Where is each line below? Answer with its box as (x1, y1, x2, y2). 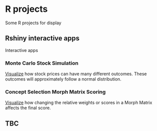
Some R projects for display (5, 20, 62, 26)
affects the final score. (5, 105, 51, 111)
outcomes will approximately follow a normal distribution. (5, 76, 122, 82)
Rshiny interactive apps (5, 34, 80, 43)
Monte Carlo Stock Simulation (5, 59, 79, 66)
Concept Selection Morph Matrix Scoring (5, 88, 106, 95)
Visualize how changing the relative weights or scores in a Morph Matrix (5, 100, 153, 106)
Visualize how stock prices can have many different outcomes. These (5, 71, 147, 77)
